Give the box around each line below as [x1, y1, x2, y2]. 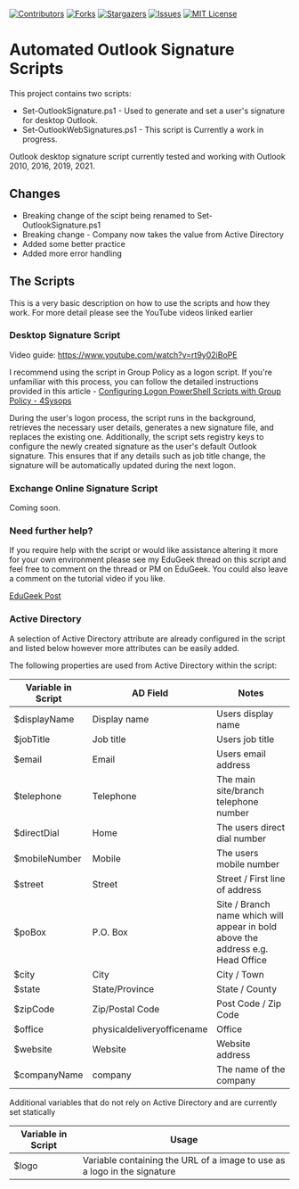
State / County [216, 982, 278, 995]
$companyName [13, 1069, 84, 1081]
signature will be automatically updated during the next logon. [9, 459, 236, 470]
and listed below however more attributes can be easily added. [9, 642, 240, 653]
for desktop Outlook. [21, 114, 98, 125]
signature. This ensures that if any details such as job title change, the [9, 450, 266, 461]
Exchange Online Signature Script [9, 482, 158, 494]
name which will [216, 909, 284, 921]
